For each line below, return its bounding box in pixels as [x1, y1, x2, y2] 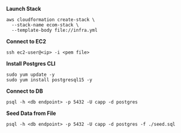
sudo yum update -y [6, 72, 55, 78]
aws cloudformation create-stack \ [6, 17, 95, 23]
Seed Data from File [6, 110, 56, 117]
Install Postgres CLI [6, 60, 56, 67]
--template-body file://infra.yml [11, 27, 98, 33]
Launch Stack [6, 5, 41, 12]
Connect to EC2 [6, 38, 46, 45]
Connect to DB [6, 87, 43, 94]
